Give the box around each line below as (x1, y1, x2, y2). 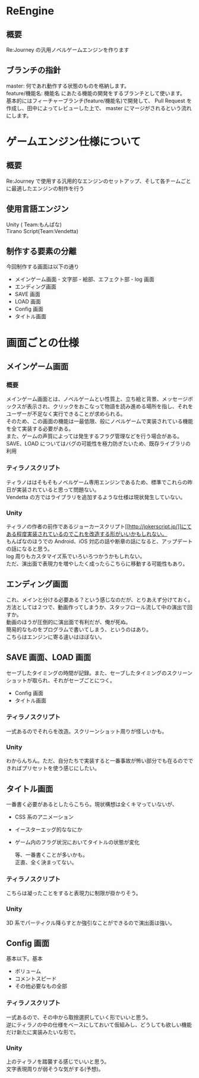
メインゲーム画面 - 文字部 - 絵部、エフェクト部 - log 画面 (14, 275, 154, 283)
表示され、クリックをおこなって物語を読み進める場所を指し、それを (26, 403, 194, 410)
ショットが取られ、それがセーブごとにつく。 (6, 676, 116, 684)
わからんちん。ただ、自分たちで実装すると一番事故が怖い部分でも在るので (6, 757, 188, 764)
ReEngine (6, 4, 55, 18)
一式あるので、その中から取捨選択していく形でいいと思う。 (6, 1013, 151, 1021)
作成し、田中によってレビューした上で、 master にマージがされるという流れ (6, 104, 192, 111)
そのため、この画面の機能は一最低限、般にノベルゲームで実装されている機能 (6, 418, 194, 425)
